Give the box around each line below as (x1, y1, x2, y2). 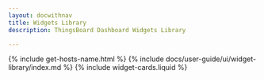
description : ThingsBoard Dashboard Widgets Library (8, 26, 186, 34)
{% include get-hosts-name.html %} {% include (8, 54, 164, 64)
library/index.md (8, 63, 62, 72)
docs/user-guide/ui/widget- (165, 54, 256, 64)
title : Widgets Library (8, 19, 87, 27)
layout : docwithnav (8, 11, 73, 20)
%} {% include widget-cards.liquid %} (63, 63, 188, 72)
